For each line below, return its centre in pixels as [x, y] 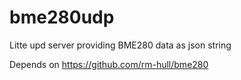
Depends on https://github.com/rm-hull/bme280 [109, 64]
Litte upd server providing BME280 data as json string [120, 45]
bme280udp [62, 17]
